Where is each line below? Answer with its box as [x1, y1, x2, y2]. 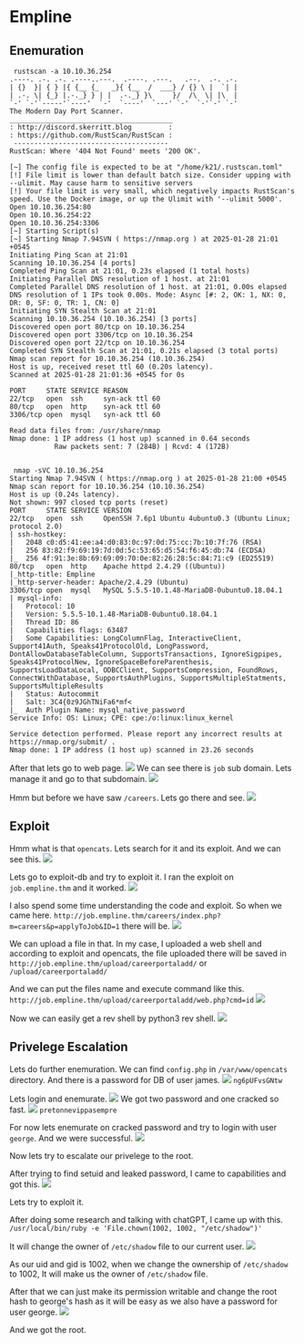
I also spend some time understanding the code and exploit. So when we [9, 900, 282, 911]
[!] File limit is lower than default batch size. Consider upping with [9, 171, 291, 180]
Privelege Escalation [9, 1039, 129, 1055]
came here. [9, 910, 53, 921]
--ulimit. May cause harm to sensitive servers [9, 179, 194, 188]
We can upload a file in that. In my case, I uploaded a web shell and [9, 938, 262, 949]
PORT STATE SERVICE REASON [9, 386, 128, 395]
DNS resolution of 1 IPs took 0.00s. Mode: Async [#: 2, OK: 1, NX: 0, [9, 290, 287, 299]
